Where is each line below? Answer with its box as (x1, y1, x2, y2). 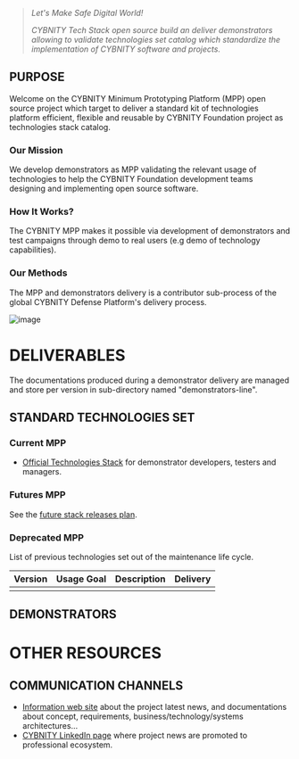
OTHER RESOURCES (9, 642, 162, 663)
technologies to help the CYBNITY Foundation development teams (9, 174, 253, 185)
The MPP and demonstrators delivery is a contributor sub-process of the (9, 287, 277, 298)
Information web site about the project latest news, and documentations (21, 702, 287, 713)
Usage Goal (56, 573, 107, 585)
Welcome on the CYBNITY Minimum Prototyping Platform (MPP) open (9, 93, 266, 103)
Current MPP (9, 436, 67, 449)
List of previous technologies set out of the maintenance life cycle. (9, 551, 254, 562)
